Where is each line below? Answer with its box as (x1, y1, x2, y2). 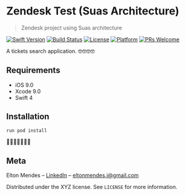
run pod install (6, 128, 47, 134)
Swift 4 (14, 94, 33, 101)
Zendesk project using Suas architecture (21, 24, 123, 31)
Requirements (6, 65, 60, 76)
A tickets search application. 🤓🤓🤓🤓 (6, 47, 95, 55)
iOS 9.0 (14, 81, 34, 88)
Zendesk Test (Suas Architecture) (6, 4, 179, 18)
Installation (6, 111, 50, 122)
